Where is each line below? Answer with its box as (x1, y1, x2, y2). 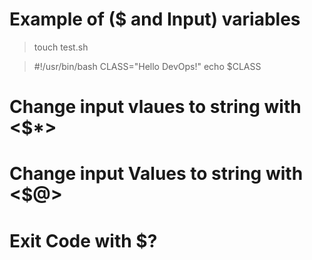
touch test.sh (33, 41, 89, 53)
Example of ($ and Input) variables (9, 8, 301, 31)
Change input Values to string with (9, 163, 304, 185)
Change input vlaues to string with (9, 96, 302, 118)
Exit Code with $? (9, 229, 158, 252)
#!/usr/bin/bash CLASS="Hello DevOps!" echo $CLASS (33, 60, 262, 72)
